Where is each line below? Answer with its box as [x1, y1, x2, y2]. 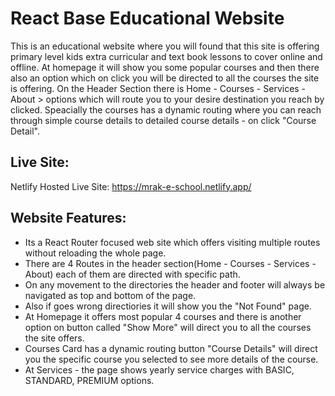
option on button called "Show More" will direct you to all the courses [24, 321, 312, 333]
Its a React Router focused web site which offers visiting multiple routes [24, 236, 321, 248]
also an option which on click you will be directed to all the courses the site [10, 72, 320, 84]
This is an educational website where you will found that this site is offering [10, 40, 320, 52]
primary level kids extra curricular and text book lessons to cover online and [10, 50, 323, 62]
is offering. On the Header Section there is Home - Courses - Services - [10, 82, 307, 94]
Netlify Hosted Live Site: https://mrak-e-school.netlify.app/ [10, 180, 252, 192]
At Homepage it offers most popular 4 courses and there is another [24, 310, 302, 322]
